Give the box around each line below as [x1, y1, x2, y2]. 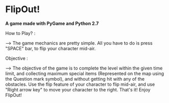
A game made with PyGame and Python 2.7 [5, 20, 99, 26]
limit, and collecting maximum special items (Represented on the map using [5, 70, 164, 77]
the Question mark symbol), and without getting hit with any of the [5, 76, 144, 82]
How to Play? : [5, 30, 36, 36]
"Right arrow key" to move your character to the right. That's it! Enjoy [5, 86, 151, 92]
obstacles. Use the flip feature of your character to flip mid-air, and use [5, 81, 155, 87]
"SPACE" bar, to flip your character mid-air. [5, 45, 96, 51]
